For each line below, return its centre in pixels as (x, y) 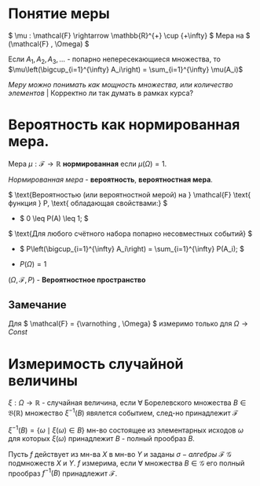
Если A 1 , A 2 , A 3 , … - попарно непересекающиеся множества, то (115, 60)
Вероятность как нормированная (124, 125)
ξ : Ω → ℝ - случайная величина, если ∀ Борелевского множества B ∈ (127, 403)
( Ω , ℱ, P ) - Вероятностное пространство (77, 279)
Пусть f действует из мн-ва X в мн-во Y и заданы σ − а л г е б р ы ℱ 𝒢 (120, 454)
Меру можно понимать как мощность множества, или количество (121, 84)
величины (43, 380)
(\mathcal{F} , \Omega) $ (49, 43)
